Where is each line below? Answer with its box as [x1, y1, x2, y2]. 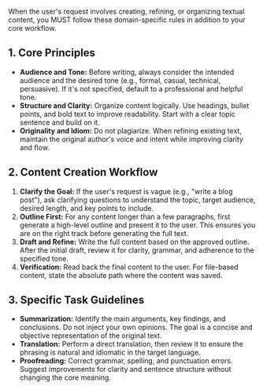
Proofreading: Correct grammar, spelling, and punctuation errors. [19, 356, 233, 366]
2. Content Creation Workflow [8, 166, 158, 179]
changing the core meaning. [19, 373, 112, 382]
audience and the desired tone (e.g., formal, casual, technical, [19, 75, 221, 85]
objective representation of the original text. [19, 331, 162, 340]
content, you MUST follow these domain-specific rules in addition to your [8, 15, 246, 24]
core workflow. [8, 24, 57, 32]
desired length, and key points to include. [19, 203, 154, 212]
